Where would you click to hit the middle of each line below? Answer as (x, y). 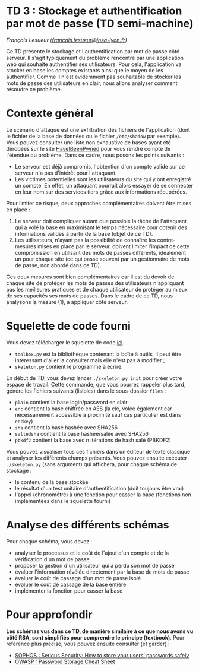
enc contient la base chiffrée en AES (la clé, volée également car (93, 409)
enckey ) (24, 421)
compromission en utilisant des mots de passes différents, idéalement (100, 252)
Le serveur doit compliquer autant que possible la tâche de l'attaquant (101, 221)
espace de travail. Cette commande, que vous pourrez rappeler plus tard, (96, 384)
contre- (166, 240)
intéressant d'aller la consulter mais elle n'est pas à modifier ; (90, 360)
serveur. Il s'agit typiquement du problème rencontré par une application (95, 58)
